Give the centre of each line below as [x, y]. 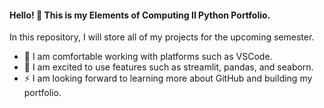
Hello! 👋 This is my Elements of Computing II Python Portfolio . [140, 15]
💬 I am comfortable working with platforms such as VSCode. [148, 57]
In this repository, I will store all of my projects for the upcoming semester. [162, 37]
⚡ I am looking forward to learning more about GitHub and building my [168, 78]
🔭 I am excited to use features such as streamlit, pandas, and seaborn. [168, 67]
